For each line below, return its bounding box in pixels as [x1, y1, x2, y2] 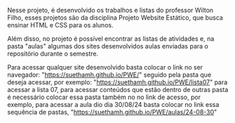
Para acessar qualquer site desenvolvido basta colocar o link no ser [7, 63, 203, 71]
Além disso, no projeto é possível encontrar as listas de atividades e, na [7, 34, 215, 43]
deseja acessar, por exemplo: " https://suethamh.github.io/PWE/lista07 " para [7, 78, 228, 86]
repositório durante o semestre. [7, 49, 99, 58]
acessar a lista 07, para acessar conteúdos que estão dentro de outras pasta [7, 86, 229, 93]
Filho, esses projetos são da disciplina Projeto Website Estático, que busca [7, 13, 223, 22]
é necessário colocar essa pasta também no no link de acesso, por [7, 93, 201, 101]
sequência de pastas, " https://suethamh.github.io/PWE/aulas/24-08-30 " [7, 108, 217, 116]
